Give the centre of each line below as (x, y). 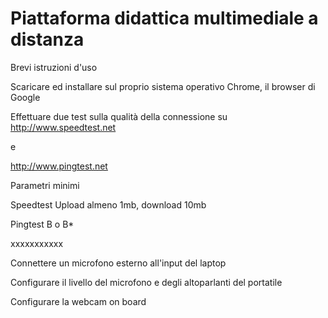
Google (25, 97)
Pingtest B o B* (42, 224)
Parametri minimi (45, 185)
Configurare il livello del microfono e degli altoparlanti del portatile (146, 282)
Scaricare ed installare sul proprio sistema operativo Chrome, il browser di (163, 86)
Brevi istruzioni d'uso (54, 67)
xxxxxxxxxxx (37, 243)
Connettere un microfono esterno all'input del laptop (118, 263)
